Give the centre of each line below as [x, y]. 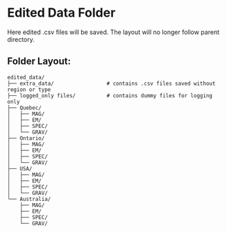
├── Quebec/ [24, 108]
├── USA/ [20, 168]
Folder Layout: [39, 62]
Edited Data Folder [61, 13]
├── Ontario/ [26, 138]
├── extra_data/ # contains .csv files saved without [111, 83]
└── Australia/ [29, 199]
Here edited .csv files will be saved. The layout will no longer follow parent [113, 32]
